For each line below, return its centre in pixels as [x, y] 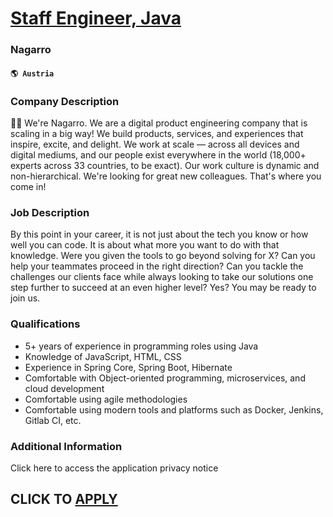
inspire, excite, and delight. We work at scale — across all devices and [155, 144]
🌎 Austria [32, 73]
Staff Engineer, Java [96, 18]
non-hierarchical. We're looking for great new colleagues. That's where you [166, 176]
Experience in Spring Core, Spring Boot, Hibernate [128, 367]
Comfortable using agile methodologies [106, 399]
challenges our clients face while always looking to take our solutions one [162, 277]
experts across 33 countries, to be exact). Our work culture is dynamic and [165, 165]
